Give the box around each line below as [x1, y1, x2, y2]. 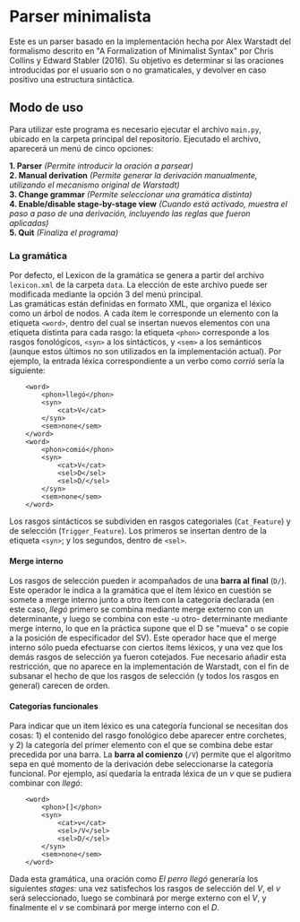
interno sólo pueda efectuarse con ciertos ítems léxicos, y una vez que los [9, 642, 284, 653]
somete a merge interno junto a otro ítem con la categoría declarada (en [9, 595, 275, 605]
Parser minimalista [9, 6, 152, 27]
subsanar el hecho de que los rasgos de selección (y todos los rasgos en [9, 671, 279, 682]
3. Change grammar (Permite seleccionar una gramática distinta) [9, 188, 253, 199]
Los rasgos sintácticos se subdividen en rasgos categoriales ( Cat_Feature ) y [9, 516, 291, 526]
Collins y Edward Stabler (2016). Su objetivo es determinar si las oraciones [9, 55, 285, 65]
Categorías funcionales [9, 700, 99, 711]
